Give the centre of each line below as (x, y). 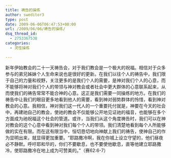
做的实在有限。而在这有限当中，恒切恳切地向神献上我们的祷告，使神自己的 (83, 131)
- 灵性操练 (20, 48)
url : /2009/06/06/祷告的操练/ (35, 29)
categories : (18, 43)
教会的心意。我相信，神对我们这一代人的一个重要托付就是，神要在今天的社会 (85, 106)
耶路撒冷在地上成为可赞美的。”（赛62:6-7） (63, 150)
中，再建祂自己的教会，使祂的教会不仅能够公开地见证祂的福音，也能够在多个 (85, 112)
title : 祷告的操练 (23, 10)
